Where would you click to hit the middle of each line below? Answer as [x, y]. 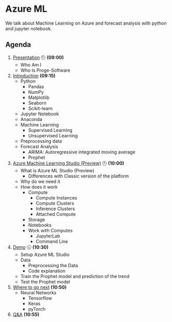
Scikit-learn [40, 108]
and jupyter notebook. [29, 28]
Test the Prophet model [45, 281]
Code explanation [47, 271]
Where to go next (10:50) [40, 287]
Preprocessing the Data [53, 265]
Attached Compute [56, 214]
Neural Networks [38, 292]
